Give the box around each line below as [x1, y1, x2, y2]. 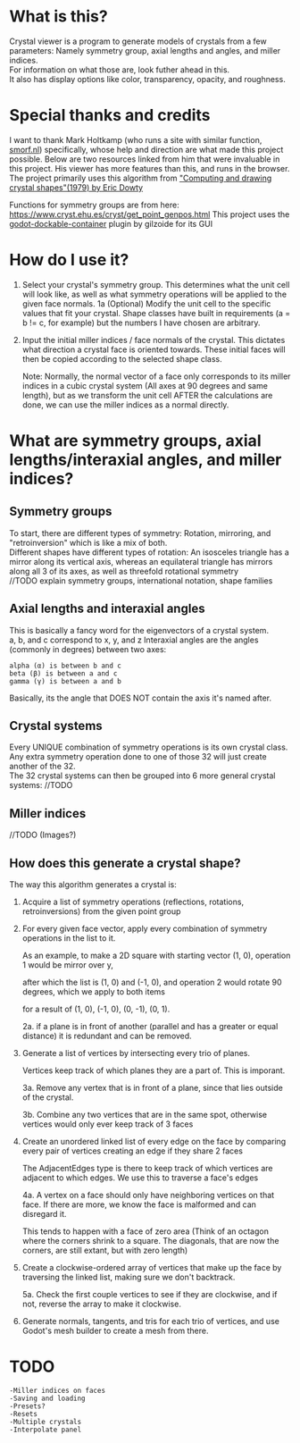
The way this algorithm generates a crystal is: [9, 879, 177, 890]
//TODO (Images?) [9, 829, 77, 841]
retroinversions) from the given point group [21, 906, 181, 917]
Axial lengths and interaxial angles [9, 601, 205, 617]
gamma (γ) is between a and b [9, 676, 122, 685]
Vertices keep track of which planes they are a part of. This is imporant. [21, 1065, 286, 1076]
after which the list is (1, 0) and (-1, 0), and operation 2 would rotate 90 [21, 977, 283, 988]
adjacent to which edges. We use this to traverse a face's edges [21, 1172, 259, 1183]
